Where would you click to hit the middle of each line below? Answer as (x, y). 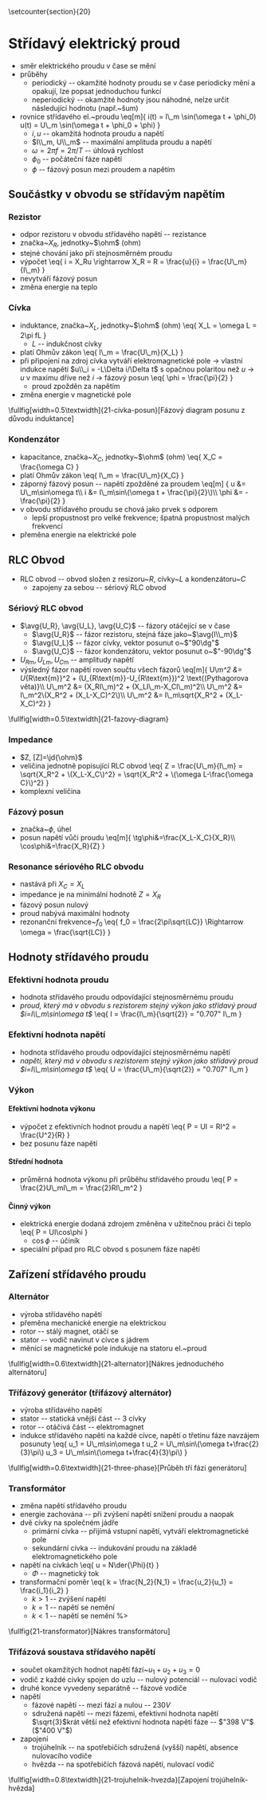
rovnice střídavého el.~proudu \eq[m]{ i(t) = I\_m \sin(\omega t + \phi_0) (138, 116)
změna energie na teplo (59, 287)
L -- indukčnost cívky (67, 344)
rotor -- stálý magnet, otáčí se (69, 1331)
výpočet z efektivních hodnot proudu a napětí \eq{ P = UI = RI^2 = (128, 1126)
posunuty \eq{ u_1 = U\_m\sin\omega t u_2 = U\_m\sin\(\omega (122, 1444)
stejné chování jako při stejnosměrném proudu (96, 253)
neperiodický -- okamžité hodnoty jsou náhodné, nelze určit (130, 100)
